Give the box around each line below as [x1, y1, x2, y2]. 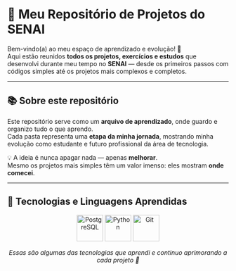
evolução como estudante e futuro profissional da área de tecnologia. [7, 139, 209, 148]
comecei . [7, 168, 35, 177]
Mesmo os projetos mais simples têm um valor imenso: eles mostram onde [7, 161, 224, 170]
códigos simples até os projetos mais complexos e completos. [7, 67, 188, 75]
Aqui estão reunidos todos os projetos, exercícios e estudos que [7, 52, 197, 61]
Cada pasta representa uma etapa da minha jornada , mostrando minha [7, 132, 214, 140]
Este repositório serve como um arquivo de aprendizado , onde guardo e [7, 117, 218, 125]
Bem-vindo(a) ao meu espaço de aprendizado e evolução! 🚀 [7, 44, 182, 53]
